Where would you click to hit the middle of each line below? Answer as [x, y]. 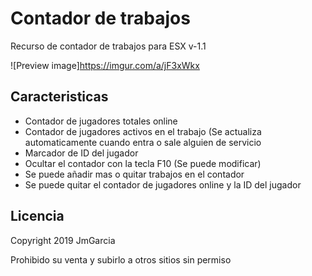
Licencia [37, 216]
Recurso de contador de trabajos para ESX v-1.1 [108, 46]
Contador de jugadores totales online [101, 121]
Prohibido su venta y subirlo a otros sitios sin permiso [121, 259]
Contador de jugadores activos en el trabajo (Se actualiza [143, 131]
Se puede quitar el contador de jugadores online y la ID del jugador [163, 184]
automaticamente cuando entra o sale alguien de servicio [143, 142]
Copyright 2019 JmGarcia [63, 240]
